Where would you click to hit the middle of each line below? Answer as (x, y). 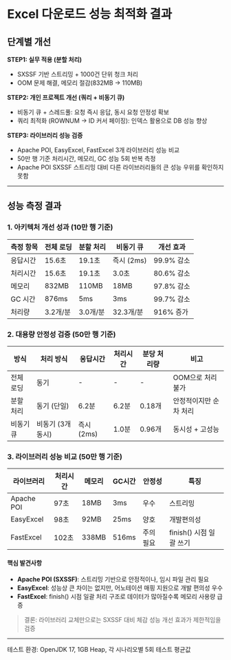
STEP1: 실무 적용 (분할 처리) (45, 60)
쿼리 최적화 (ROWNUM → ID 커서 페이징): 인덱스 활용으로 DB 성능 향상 (112, 121)
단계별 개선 (29, 42)
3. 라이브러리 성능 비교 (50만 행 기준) (65, 457)
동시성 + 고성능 (196, 429)
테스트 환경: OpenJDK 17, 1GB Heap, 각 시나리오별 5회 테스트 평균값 (99, 650)
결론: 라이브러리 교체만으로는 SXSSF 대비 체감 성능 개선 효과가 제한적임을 (122, 620)
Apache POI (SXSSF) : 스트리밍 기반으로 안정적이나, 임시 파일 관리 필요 (113, 579)
